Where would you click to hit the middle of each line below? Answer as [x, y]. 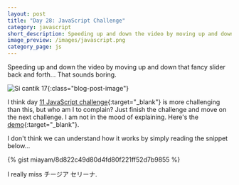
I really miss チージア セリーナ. [52, 174]
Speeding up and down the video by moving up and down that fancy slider [117, 67]
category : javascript [39, 27]
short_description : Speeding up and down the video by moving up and [113, 34]
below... [19, 146]
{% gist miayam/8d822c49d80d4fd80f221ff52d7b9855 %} [94, 159]
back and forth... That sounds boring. [62, 74]
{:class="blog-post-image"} [88, 88]
